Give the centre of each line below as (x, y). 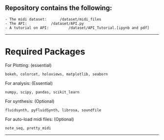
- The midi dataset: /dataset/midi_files (53, 19)
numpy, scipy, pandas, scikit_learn (42, 92)
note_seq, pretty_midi (28, 128)
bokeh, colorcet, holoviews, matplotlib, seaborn (57, 74)
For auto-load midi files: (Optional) (40, 119)
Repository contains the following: (59, 8)
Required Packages (45, 52)
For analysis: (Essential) (29, 83)
